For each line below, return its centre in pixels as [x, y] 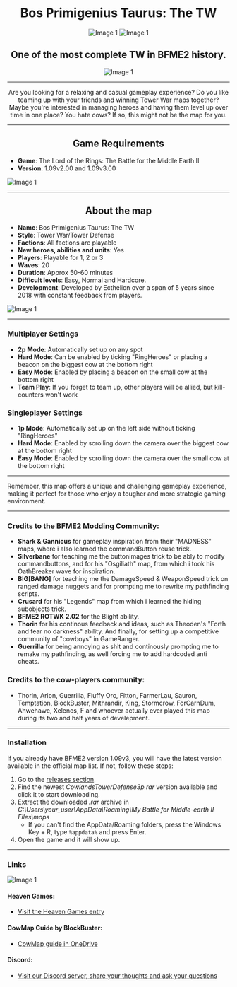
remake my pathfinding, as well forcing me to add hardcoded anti [112, 654]
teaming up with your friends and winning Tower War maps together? [119, 100]
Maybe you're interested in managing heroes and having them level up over [119, 107]
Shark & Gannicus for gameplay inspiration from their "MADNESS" [114, 542]
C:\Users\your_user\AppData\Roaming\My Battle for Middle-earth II [116, 809]
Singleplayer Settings [45, 413]
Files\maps [34, 817]
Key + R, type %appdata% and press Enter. [87, 831]
